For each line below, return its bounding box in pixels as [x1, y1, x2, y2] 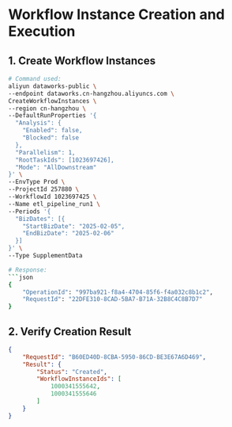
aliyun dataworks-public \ [8, 82, 97, 90]
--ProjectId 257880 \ [8, 185, 80, 193]
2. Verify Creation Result [8, 325, 132, 338]
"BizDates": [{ [15, 215, 65, 223]
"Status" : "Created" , [36, 368, 108, 376]
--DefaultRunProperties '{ [8, 112, 97, 120]
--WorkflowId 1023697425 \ [8, 193, 97, 200]
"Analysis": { [15, 119, 62, 128]
